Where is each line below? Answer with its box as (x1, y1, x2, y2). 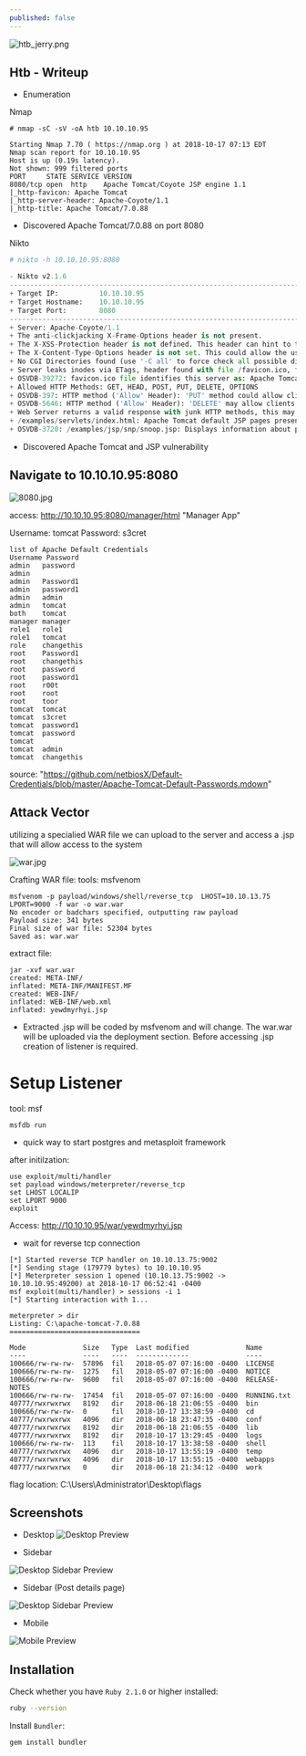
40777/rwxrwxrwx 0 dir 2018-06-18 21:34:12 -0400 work (9, 1462, 262, 1472)
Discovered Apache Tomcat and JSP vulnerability (22, 441, 209, 452)
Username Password (9, 553, 79, 562)
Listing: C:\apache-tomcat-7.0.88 (9, 1319, 141, 1328)
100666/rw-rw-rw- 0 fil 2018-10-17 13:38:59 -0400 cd (9, 1406, 255, 1416)
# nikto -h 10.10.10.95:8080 (9, 256, 120, 265)
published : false (9, 13, 76, 23)
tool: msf (9, 1103, 43, 1113)
